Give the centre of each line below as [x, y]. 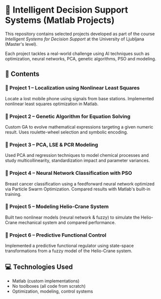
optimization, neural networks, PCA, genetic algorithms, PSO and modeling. [81, 58]
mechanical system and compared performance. [67, 222]
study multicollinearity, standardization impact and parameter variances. [77, 161]
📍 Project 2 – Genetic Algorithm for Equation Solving [68, 116]
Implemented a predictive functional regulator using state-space [69, 246]
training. [13, 194]
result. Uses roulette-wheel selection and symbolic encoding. [66, 132]
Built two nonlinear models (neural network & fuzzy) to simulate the [72, 217]
